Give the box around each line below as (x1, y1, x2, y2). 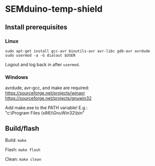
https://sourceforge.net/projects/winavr (5, 90, 85, 96)
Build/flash (5, 124, 39, 133)
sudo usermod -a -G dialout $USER (5, 53, 76, 58)
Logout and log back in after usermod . (5, 61, 80, 67)
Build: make (5, 137, 27, 143)
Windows (5, 73, 28, 80)
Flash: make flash (5, 146, 41, 152)
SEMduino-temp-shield (5, 3, 103, 15)
